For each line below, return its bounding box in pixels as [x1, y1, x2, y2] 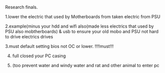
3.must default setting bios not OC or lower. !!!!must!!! [5, 43, 114, 49]
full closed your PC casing [12, 53, 66, 59]
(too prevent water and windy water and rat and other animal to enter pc [12, 63, 160, 68]
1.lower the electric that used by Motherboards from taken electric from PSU [5, 14, 161, 19]
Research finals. [5, 4, 38, 10]
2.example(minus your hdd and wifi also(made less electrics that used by [5, 23, 154, 29]
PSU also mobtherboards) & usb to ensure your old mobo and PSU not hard [5, 29, 159, 34]
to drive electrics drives [5, 34, 53, 39]
